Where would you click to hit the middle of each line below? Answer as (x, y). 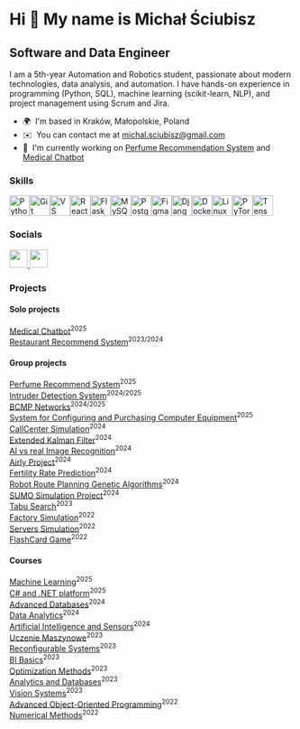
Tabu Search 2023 (41, 506)
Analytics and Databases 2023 (64, 681)
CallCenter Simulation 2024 (58, 427)
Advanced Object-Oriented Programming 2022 (94, 703)
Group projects (38, 362)
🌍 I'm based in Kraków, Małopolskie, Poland (106, 121)
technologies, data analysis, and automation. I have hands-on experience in (150, 84)
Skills (22, 181)
